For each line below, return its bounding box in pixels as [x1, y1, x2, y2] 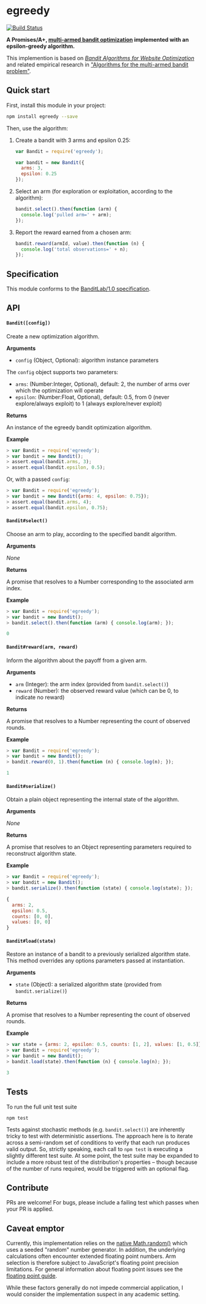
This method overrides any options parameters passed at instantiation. [6, 957, 185, 964]
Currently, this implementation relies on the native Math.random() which [6, 1240, 188, 1247]
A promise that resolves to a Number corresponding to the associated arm [6, 578, 194, 585]
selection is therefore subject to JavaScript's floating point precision [6, 1259, 179, 1267]
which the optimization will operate [15, 386, 104, 394]
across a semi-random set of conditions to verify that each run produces [6, 1139, 190, 1146]
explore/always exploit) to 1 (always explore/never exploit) [15, 400, 162, 407]
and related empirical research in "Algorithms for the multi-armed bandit [6, 61, 189, 68]
